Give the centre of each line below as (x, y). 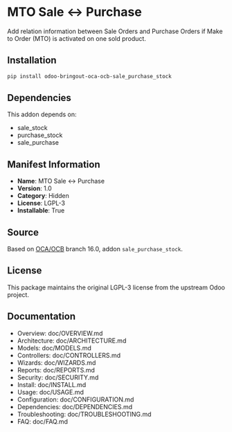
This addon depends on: (42, 114)
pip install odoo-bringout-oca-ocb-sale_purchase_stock (89, 76)
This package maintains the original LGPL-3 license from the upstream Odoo (116, 287)
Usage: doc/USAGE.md (51, 392)
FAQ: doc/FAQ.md (42, 421)
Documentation (42, 317)
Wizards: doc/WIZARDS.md (56, 362)
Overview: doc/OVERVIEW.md (60, 333)
